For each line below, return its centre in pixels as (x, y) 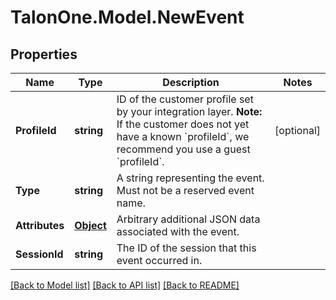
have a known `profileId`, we (183, 136)
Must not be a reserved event (185, 190)
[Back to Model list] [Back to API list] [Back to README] (125, 285)
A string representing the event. (190, 178)
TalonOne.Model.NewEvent (127, 17)
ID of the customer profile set (185, 99)
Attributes (40, 225)
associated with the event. (178, 231)
